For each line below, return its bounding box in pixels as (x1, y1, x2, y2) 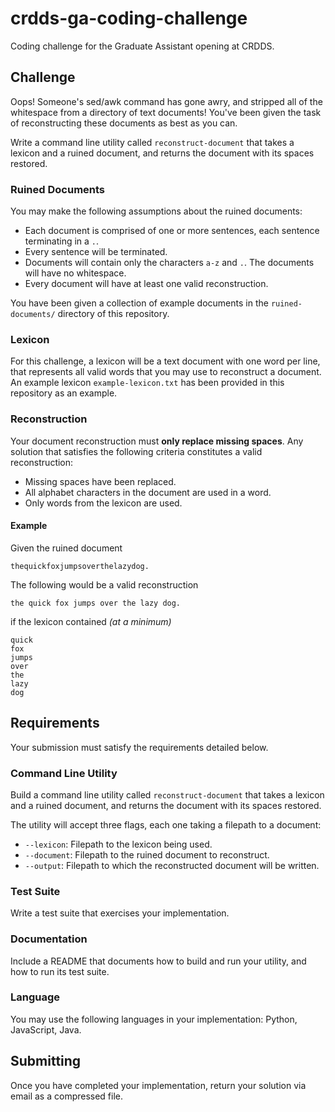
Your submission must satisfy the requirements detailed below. (10, 741, 269, 753)
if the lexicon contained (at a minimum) (10, 615, 172, 627)
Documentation (10, 932, 88, 946)
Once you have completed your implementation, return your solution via (10, 1079, 307, 1091)
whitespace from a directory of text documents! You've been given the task (10, 106, 322, 118)
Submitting (10, 1053, 82, 1070)
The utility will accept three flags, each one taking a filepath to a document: (10, 818, 322, 831)
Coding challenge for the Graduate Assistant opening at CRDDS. (10, 40, 275, 52)
